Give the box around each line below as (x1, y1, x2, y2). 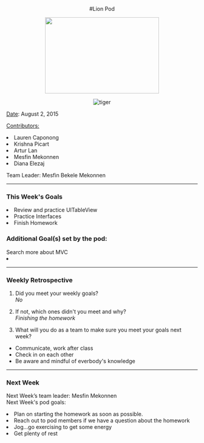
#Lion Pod (89, 5, 115, 12)
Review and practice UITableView (14, 207, 98, 214)
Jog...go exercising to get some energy (14, 424, 112, 431)
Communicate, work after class (15, 344, 93, 352)
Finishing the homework (15, 314, 76, 322)
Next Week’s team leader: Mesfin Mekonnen (6, 392, 117, 400)
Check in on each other (15, 350, 74, 358)
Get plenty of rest (14, 430, 58, 438)
